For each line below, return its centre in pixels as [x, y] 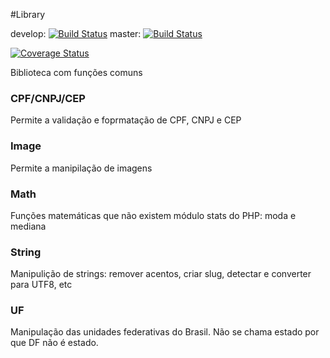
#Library [28, 14]
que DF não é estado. [54, 343]
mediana [28, 226]
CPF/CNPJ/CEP [48, 98]
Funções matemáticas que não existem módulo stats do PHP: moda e [153, 215]
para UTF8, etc [41, 285]
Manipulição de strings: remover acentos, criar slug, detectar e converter [161, 274]
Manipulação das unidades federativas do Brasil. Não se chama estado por [165, 332]
